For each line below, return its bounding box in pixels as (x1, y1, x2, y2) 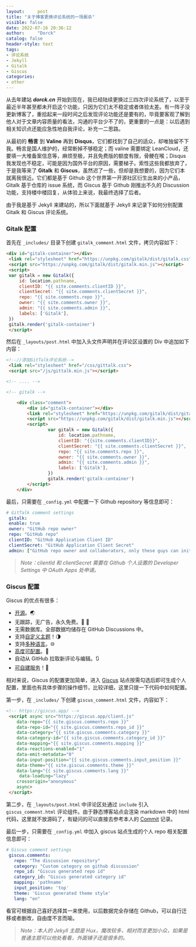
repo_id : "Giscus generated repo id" (13, 869, 106, 874)
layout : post (6, 8, 48, 15)
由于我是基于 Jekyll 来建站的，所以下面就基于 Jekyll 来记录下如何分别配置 (6, 201, 183, 208)
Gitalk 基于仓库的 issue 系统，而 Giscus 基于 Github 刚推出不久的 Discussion (6, 182, 190, 188)
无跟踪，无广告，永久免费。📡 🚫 (14, 618, 90, 625)
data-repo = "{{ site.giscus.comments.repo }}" (16, 719, 129, 725)
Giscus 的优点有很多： (6, 597, 60, 604)
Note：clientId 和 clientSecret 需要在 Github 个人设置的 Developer (20, 559, 179, 566)
